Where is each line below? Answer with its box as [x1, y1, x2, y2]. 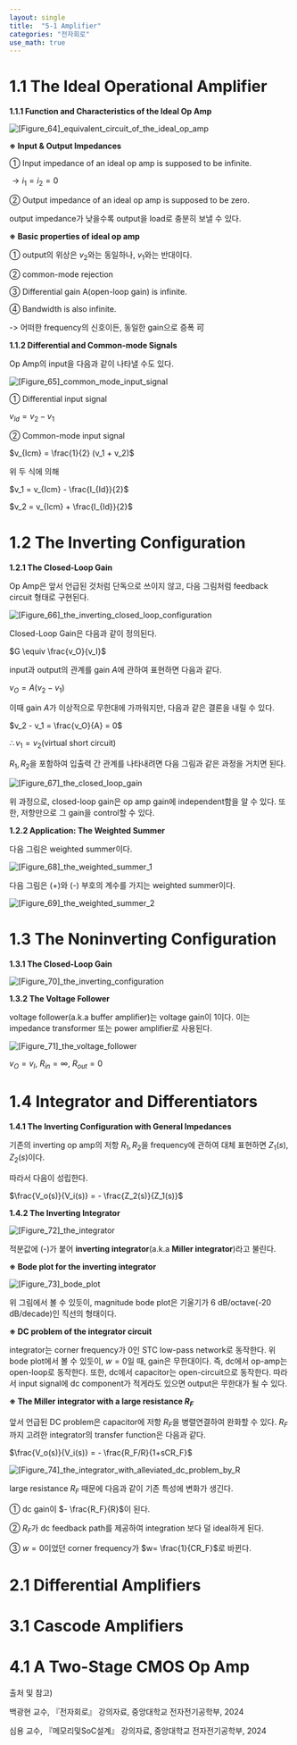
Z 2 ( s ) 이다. [9, 1152, 45, 1165]
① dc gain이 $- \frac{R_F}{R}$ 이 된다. [9, 1503, 151, 1514]
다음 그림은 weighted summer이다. [9, 843, 133, 854]
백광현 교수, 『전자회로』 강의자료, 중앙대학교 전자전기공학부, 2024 [9, 1706, 244, 1716]
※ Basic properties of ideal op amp [9, 231, 140, 241]
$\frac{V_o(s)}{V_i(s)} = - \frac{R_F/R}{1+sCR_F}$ [9, 1447, 194, 1457]
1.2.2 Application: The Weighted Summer [9, 825, 165, 835]
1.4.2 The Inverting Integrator [9, 1208, 120, 1219]
